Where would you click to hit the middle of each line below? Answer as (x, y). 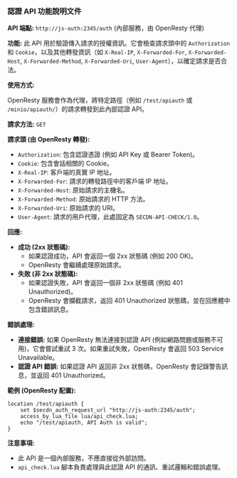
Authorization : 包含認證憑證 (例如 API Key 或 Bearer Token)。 (108, 155)
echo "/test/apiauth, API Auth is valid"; (84, 423)
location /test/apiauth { (46, 404)
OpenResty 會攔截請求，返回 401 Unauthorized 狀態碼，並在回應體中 (129, 301)
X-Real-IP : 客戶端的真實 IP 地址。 (67, 172)
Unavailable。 (38, 358)
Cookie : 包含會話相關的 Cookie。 (65, 163)
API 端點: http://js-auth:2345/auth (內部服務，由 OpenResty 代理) (106, 28)
